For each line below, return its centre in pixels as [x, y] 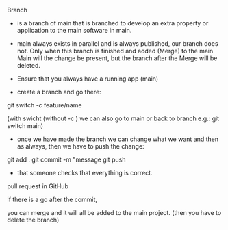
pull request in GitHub [38, 186]
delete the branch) [33, 220]
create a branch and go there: [59, 92]
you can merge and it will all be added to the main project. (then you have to [114, 213]
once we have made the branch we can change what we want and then [118, 139]
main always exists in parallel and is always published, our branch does [117, 43]
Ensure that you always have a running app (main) [88, 79]
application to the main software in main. [74, 30]
